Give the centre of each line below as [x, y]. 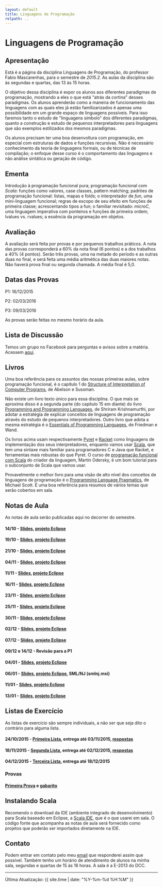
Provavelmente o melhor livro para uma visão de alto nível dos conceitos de [81, 475]
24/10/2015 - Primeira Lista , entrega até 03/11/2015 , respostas [69, 739]
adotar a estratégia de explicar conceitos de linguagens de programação [78, 414]
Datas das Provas [32, 280]
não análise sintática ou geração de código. [49, 158]
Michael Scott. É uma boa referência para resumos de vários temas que [76, 485]
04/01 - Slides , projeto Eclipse [36, 662]
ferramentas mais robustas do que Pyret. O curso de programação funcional [81, 455]
